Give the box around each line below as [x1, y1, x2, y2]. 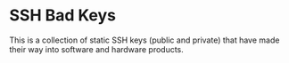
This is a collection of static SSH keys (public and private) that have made [9, 35, 280, 45]
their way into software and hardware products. [9, 43, 185, 54]
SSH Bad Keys [9, 5, 117, 26]
